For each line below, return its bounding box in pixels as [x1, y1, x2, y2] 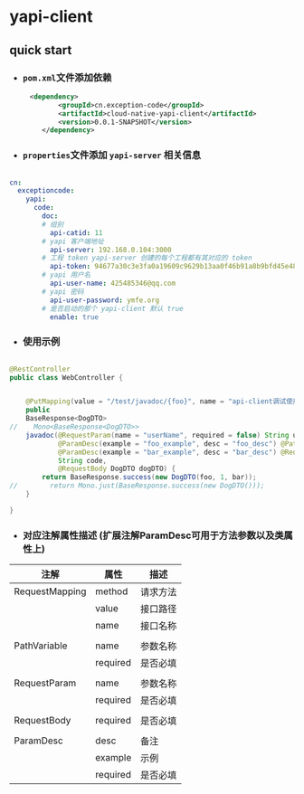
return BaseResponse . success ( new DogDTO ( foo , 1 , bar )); [42, 473, 257, 482]
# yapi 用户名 [42, 270, 91, 279]
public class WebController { [9, 373, 124, 382]
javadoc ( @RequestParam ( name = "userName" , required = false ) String [25, 430, 290, 440]
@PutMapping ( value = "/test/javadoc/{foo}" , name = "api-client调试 [25, 397, 287, 406]
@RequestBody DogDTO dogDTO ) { [57, 464, 176, 474]
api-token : [49, 262, 91, 271]
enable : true [49, 312, 100, 322]
